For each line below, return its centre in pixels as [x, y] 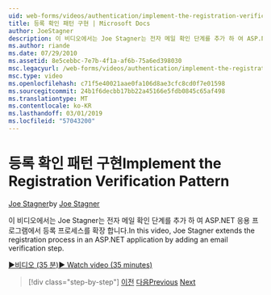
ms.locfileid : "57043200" [52, 121]
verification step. [36, 248]
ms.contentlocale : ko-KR [50, 106]
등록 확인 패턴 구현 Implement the [115, 164]
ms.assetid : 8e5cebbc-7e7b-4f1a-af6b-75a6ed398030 [95, 61]
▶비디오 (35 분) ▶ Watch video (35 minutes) [81, 264]
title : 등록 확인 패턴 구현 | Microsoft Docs [79, 23]
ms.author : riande [39, 46]
